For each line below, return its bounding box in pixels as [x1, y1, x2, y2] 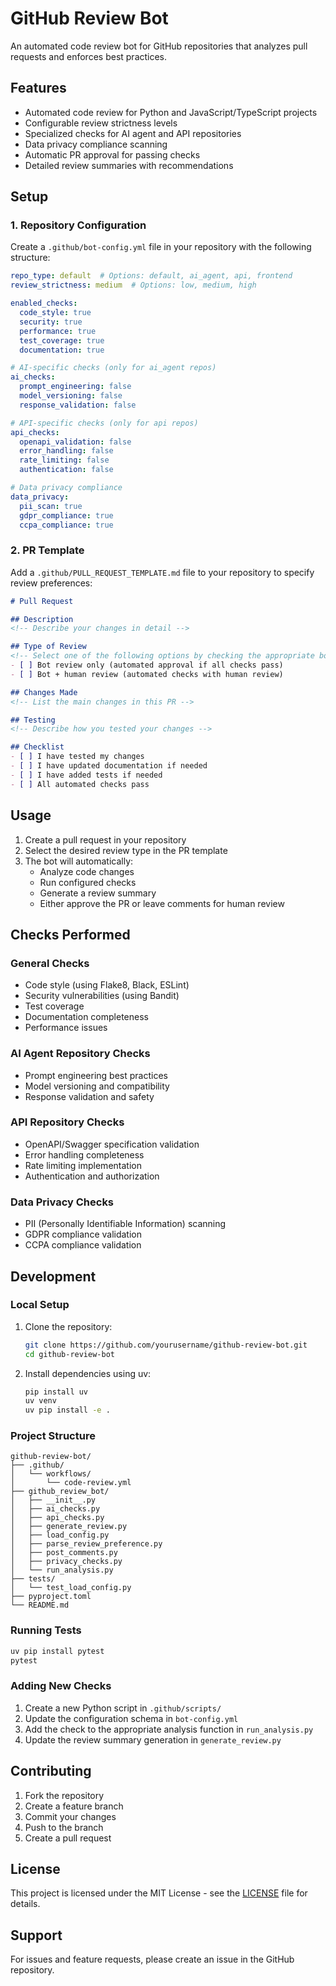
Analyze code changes [39, 865, 135, 877]
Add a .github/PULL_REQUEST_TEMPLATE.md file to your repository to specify [10, 566, 315, 578]
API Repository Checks [10, 1115, 125, 1129]
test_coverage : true [19, 335, 105, 346]
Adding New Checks [10, 1679, 112, 1693]
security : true [19, 317, 83, 327]
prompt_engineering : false [19, 382, 132, 392]
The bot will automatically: [24, 855, 134, 867]
